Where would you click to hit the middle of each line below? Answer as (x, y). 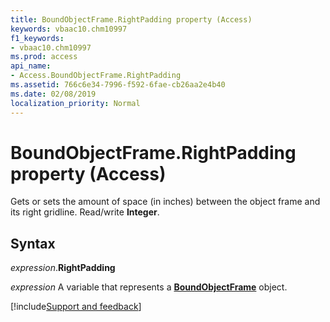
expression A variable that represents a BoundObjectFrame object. (149, 287)
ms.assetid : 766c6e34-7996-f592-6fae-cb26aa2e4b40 (118, 85)
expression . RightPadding (63, 268)
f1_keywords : (37, 38)
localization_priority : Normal (75, 103)
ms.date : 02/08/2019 (53, 94)
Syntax (33, 243)
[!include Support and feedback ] (76, 307)
